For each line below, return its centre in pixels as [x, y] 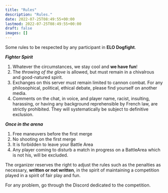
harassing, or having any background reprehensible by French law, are [85, 104]
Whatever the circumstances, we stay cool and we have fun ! [75, 66]
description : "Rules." [29, 14]
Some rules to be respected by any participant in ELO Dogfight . [71, 47]
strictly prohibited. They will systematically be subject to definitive [80, 109]
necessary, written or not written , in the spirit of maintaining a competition [82, 170]
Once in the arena [24, 124]
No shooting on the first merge [44, 139]
